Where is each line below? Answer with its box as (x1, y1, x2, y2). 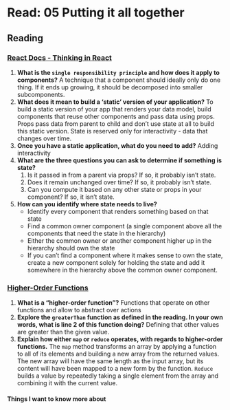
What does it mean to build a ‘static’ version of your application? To (16, 98, 214, 106)
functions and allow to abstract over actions (16, 306, 142, 314)
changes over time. (16, 134, 72, 142)
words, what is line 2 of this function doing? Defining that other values (16, 321, 220, 329)
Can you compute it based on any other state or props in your (27, 185, 202, 193)
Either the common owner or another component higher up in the (27, 236, 211, 245)
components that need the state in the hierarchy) (27, 229, 166, 237)
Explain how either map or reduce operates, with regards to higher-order (16, 335, 223, 343)
